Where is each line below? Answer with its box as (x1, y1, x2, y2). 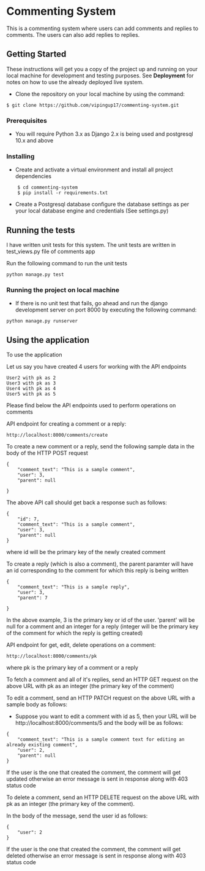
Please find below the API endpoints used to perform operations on (6, 402, 176, 409)
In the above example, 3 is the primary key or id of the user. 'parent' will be (6, 616, 195, 624)
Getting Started (6, 49, 67, 60)
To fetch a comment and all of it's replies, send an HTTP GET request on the (6, 676, 199, 683)
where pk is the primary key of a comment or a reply (6, 664, 139, 671)
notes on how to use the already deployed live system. (6, 78, 144, 85)
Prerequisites (6, 116, 47, 125)
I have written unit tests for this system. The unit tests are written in (6, 241, 176, 249)
